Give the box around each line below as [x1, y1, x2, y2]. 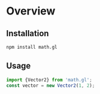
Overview [6, 4, 56, 18]
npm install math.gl [6, 44, 58, 50]
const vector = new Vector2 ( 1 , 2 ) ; [6, 83, 95, 89]
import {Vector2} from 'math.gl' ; [6, 77, 93, 83]
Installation [6, 28, 49, 39]
